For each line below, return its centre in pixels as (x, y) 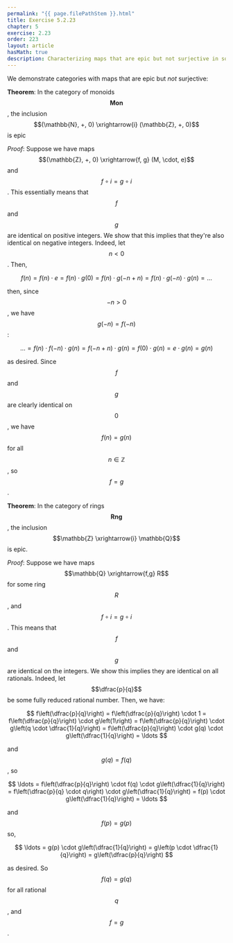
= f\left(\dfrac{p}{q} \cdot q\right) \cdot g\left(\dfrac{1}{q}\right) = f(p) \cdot (116, 791)
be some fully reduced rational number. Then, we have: (86, 700)
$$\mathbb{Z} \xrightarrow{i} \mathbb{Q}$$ (116, 538)
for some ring (27, 584)
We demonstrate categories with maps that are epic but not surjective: (108, 78)
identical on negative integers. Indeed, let (67, 243)
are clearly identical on (40, 405)
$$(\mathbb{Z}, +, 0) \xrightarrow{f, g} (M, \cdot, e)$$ (116, 159)
